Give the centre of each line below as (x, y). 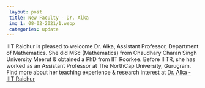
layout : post (26, 12)
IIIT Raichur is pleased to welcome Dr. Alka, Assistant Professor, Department (102, 46)
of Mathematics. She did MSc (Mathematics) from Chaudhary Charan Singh (102, 53)
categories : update (34, 29)
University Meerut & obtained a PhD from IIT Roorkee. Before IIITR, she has (101, 59)
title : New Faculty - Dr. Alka (49, 18)
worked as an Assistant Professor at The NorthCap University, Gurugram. (99, 66)
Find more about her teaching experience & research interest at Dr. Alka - (99, 72)
